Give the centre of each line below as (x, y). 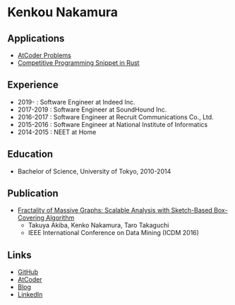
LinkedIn (30, 294)
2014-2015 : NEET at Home (57, 132)
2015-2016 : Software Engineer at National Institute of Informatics (113, 124)
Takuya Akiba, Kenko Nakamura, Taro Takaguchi (98, 225)
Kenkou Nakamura (63, 12)
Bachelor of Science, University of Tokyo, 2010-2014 (94, 171)
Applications (36, 38)
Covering (31, 218)
